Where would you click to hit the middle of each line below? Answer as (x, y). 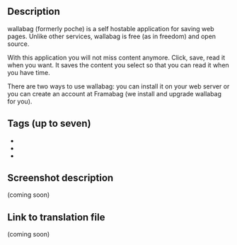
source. (18, 44)
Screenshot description (60, 178)
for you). (20, 101)
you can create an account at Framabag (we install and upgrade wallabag (114, 93)
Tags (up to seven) (49, 124)
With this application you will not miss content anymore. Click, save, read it (116, 57)
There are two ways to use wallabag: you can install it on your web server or (118, 86)
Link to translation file (56, 217)
